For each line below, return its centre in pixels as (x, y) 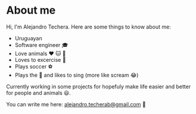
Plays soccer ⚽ (34, 66)
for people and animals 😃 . (39, 93)
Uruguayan (29, 38)
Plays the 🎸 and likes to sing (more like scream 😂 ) (77, 75)
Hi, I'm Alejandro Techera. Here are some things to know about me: (88, 27)
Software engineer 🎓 (41, 45)
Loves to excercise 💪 (41, 59)
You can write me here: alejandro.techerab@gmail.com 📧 (76, 104)
